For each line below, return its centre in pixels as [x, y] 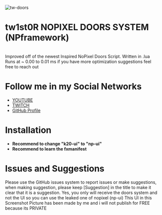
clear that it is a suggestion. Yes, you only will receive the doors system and [81, 193]
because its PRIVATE [26, 208]
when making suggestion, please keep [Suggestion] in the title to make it [78, 187]
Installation [28, 130]
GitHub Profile [26, 110]
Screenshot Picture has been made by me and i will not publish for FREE [78, 203]
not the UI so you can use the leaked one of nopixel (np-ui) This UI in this [79, 197]
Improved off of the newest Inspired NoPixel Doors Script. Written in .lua [78, 56]
